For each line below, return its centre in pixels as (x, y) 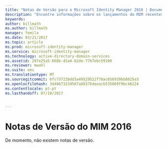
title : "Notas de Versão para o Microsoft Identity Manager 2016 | (77, 10)
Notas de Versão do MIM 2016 (68, 126)
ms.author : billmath (27, 28)
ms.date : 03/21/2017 (27, 38)
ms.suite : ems (20, 70)
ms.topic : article (24, 42)
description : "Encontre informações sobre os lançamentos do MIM (74, 14)
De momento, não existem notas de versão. (50, 141)
